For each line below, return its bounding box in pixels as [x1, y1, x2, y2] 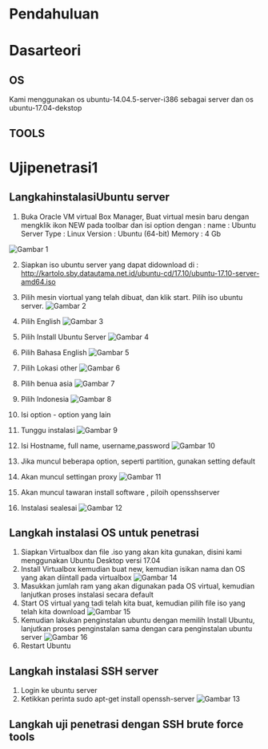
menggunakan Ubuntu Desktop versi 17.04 [20, 556, 161, 565]
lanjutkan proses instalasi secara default [20, 590, 154, 600]
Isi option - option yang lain [20, 410, 111, 419]
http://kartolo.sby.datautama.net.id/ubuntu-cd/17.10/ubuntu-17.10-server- [20, 268, 260, 277]
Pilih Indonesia [20, 394, 70, 403]
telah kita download [20, 607, 86, 617]
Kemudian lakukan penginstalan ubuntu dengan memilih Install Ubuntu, [20, 615, 255, 626]
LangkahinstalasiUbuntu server [9, 190, 170, 204]
